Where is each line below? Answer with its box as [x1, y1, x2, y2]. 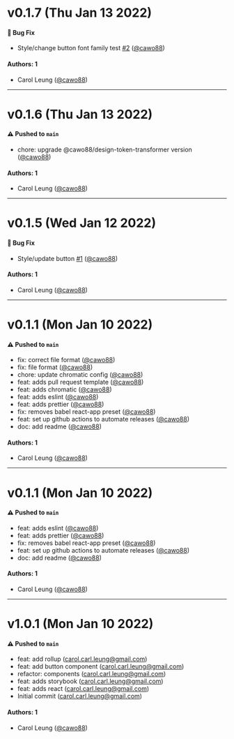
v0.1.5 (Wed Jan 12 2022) [7, 215, 157, 231]
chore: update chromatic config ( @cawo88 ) [17, 371, 143, 379]
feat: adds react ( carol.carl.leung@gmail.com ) [17, 685, 150, 693]
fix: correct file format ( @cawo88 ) [17, 356, 116, 364]
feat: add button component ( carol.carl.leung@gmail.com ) [17, 662, 185, 671]
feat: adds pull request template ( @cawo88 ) [17, 378, 144, 387]
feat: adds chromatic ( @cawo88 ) [17, 385, 113, 394]
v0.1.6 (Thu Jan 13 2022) [7, 106, 153, 122]
